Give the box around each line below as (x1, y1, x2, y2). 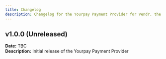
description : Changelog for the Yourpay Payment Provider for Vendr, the (5, 12, 162, 17)
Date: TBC (5, 43, 27, 49)
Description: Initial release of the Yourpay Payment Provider (5, 48, 129, 54)
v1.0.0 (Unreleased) (5, 30, 68, 38)
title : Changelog (5, 7, 41, 12)
